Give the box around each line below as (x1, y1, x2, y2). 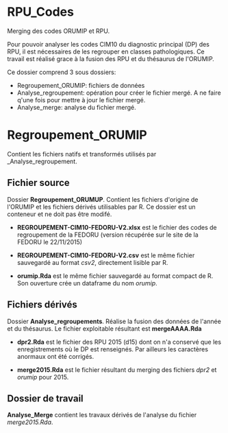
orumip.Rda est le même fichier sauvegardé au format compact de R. (16, 272, 214, 280)
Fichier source (7, 177, 70, 189)
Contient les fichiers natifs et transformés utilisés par (7, 150, 157, 158)
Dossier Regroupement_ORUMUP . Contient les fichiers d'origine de (7, 195, 199, 203)
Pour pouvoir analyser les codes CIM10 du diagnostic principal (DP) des (7, 40, 210, 48)
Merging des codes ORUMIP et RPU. (7, 27, 110, 35)
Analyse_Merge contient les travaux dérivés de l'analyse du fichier (7, 411, 197, 419)
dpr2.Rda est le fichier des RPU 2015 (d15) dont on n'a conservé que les (16, 338, 221, 346)
